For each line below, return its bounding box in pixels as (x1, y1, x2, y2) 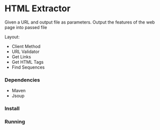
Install (4, 105, 20, 112)
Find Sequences (11, 64, 45, 70)
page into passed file (4, 24, 47, 30)
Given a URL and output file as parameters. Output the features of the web (4, 19, 155, 25)
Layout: (4, 34, 20, 40)
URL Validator (11, 49, 40, 54)
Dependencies (4, 77, 40, 83)
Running (4, 118, 26, 125)
